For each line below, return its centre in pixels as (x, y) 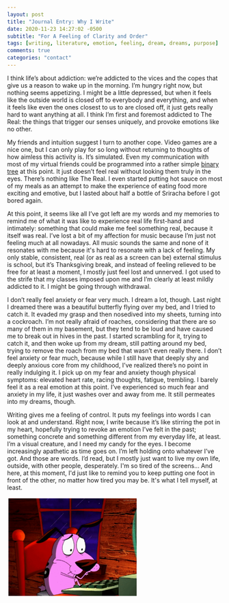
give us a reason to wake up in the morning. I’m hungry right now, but (105, 85)
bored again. (25, 200)
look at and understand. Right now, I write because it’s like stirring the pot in (114, 422)
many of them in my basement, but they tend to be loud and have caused (110, 329)
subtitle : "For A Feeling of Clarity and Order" (78, 36)
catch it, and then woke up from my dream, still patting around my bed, (107, 343)
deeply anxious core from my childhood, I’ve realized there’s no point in (108, 365)
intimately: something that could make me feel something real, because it (110, 228)
